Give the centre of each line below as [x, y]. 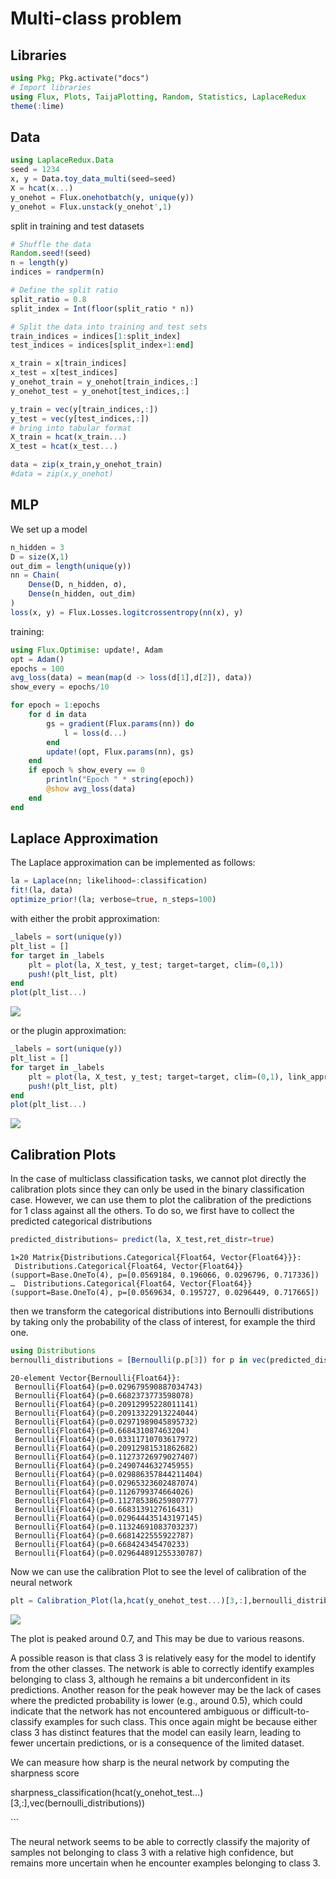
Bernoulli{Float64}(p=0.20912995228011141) [106, 1404]
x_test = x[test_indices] [64, 373]
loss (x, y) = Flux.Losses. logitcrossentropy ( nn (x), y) [127, 612]
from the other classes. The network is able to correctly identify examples [162, 1668]
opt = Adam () [37, 659]
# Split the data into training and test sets [109, 327]
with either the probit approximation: [85, 919]
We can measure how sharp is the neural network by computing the [150, 1762]
